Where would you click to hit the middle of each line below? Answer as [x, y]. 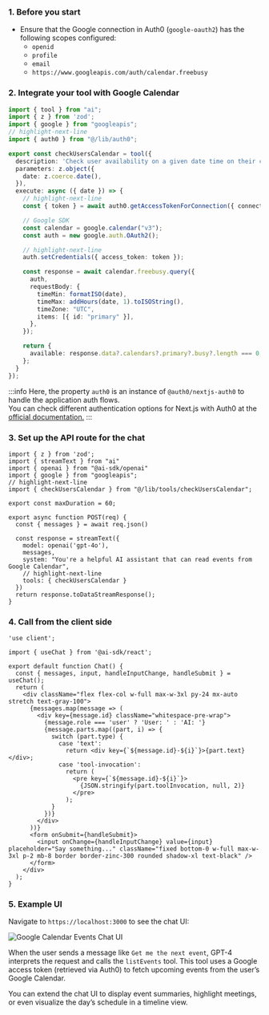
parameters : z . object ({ [55, 168]
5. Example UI [35, 904]
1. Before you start [44, 12]
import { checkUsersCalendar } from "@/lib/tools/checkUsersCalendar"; [130, 489]
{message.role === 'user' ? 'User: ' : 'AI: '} [124, 723]
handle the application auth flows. [64, 400]
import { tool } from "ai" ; [55, 110]
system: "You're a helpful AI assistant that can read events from [137, 559]
